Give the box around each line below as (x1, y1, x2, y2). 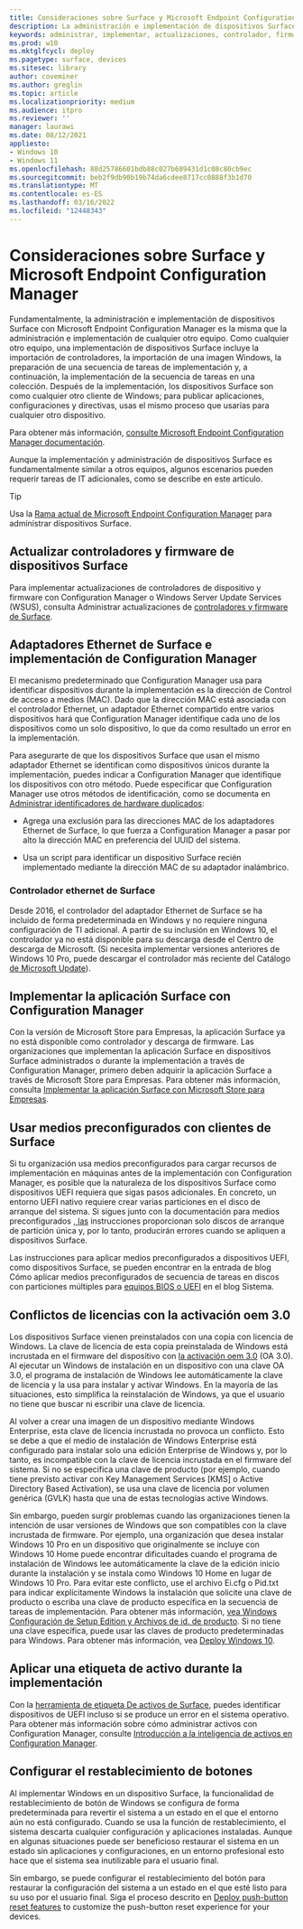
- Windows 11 (9, 155, 59, 165)
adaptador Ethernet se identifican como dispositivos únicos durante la (9, 759, 271, 770)
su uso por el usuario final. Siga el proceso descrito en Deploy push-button (9, 1891, 289, 1902)
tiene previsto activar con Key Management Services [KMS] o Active (9, 1474, 264, 1485)
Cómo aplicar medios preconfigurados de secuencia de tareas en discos (9, 1272, 280, 1282)
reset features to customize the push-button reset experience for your (9, 1901, 271, 1912)
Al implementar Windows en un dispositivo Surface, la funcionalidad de (9, 1787, 274, 1798)
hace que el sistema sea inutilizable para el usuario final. (9, 1855, 219, 1866)
